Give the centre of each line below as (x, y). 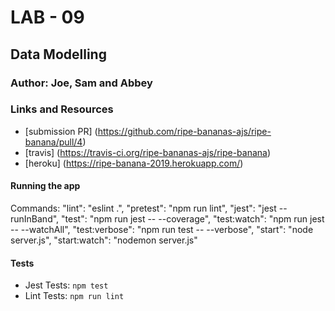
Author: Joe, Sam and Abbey (81, 83)
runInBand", (35, 219)
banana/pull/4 (53, 142)
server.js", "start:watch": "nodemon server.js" (104, 240)
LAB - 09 (47, 17)
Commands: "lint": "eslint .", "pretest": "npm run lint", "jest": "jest (143, 208)
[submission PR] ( (61, 131)
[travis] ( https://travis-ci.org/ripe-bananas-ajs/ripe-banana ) (148, 152)
